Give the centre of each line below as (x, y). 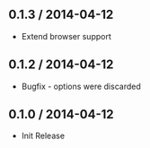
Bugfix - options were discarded (81, 86)
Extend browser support (66, 36)
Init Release (43, 136)
